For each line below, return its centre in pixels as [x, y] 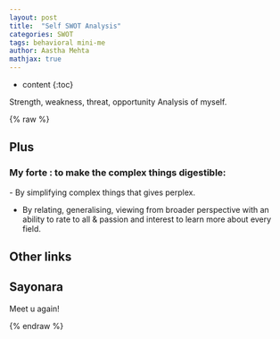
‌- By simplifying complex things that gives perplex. [103, 192]
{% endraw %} [37, 326]
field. [32, 228]
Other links [41, 257]
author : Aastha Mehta [49, 51]
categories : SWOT [41, 34]
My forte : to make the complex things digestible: [118, 173]
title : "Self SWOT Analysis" [66, 26]
